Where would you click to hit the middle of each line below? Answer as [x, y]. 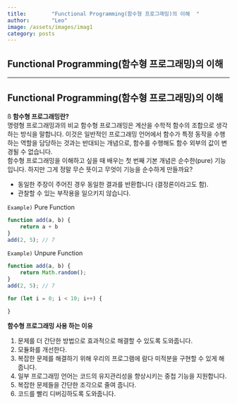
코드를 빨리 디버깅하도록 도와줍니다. [67, 393]
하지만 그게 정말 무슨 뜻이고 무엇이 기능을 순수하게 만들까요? [110, 169]
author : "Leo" [38, 20]
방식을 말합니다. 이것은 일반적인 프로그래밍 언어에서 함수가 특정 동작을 [116, 134]
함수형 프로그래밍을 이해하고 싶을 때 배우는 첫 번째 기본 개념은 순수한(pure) [110, 160]
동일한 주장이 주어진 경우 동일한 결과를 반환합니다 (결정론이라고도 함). [113, 184]
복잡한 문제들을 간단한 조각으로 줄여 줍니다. [77, 384]
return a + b [39, 226]
